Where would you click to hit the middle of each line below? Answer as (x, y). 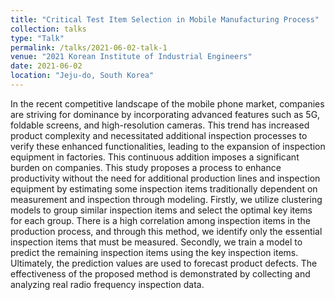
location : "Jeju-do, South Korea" (82, 76)
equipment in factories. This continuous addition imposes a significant (155, 157)
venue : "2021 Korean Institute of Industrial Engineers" (131, 57)
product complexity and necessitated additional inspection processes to (159, 135)
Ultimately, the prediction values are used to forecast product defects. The (164, 263)
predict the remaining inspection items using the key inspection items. (154, 252)
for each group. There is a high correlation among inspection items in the (160, 220)
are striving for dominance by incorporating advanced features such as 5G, (165, 114)
